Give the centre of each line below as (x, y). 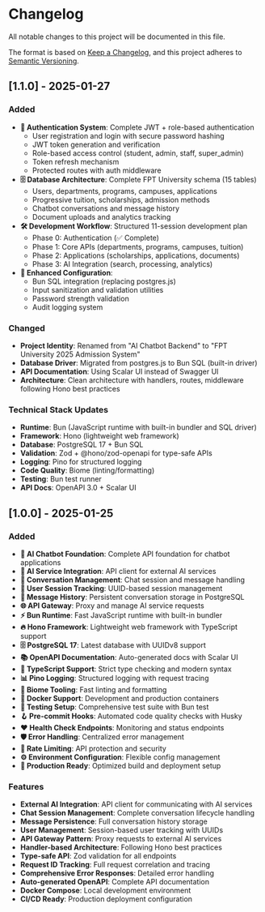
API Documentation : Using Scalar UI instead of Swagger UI (119, 371)
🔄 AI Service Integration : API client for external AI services (118, 571)
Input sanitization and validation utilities (98, 289)
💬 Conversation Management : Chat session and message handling (132, 580)
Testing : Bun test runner (61, 479)
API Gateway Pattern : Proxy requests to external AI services (121, 839)
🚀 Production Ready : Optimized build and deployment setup (120, 765)
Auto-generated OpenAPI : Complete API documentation (115, 882)
